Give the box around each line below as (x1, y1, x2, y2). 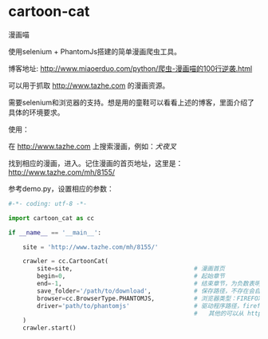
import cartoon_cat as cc (8, 214, 94, 222)
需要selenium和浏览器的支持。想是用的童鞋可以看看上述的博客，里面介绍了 (8, 97, 255, 107)
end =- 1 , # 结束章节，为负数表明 (37, 280, 261, 288)
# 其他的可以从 (194, 309, 245, 317)
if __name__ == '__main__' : (8, 228, 102, 237)
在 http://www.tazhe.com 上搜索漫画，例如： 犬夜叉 (8, 141, 177, 151)
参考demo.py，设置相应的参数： (8, 183, 114, 193)
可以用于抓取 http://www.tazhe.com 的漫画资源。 (8, 81, 170, 90)
